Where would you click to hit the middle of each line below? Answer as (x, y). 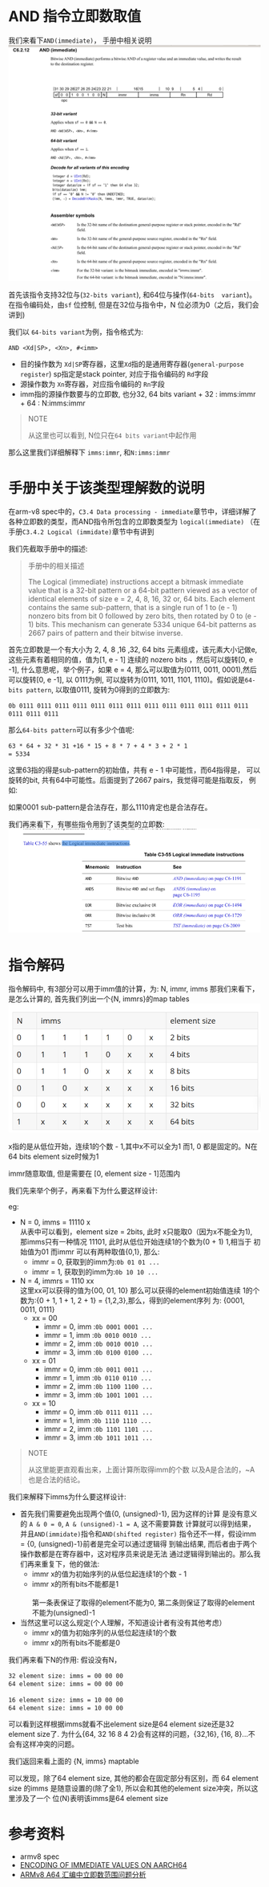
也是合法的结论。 (56, 1480)
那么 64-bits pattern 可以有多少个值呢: (71, 730)
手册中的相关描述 (56, 566)
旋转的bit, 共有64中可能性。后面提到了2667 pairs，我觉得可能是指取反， (128, 780)
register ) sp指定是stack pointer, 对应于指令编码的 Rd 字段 (114, 374)
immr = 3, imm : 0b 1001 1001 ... (98, 1395)
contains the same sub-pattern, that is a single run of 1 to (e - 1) (132, 608)
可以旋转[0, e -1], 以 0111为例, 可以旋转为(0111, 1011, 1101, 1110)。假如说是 (127, 680)
